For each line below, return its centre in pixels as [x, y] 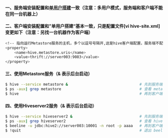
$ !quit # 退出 [78, 130]
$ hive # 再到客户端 [84, 94]
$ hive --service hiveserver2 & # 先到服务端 [84, 117]
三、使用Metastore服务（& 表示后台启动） [49, 73]
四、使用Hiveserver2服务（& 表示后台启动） [51, 106]
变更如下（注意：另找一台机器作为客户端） [49, 32]
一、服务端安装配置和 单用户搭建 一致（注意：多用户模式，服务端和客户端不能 [84, 7]
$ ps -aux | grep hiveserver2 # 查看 [78, 121]
